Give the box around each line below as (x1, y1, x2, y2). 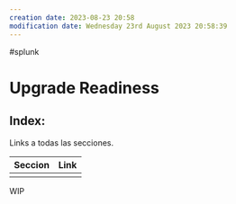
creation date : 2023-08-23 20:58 (9, 13, 135, 22)
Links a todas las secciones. (9, 137, 114, 148)
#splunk (9, 46, 40, 57)
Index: (9, 113, 46, 129)
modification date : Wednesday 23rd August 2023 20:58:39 (9, 22, 228, 31)
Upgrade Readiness (9, 77, 160, 98)
